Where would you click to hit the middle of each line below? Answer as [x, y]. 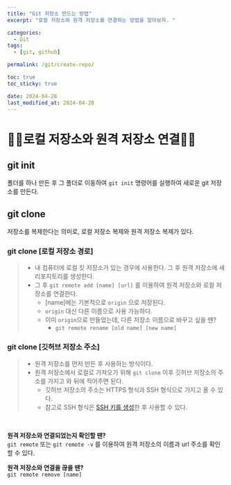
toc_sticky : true [32, 84]
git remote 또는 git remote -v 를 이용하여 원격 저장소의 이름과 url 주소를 [108, 444]
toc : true [22, 77]
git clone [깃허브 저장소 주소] [54, 347]
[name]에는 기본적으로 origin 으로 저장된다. [105, 303]
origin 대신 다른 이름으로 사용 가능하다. [99, 311]
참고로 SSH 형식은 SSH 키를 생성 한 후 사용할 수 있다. [116, 407]
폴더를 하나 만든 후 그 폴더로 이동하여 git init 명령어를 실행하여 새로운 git [108, 183]
